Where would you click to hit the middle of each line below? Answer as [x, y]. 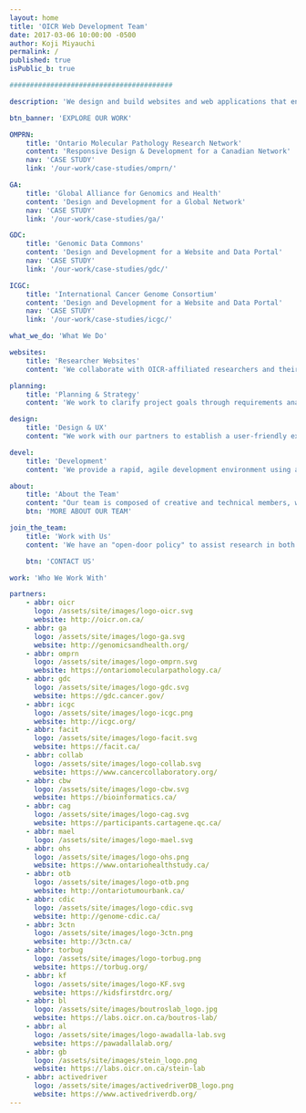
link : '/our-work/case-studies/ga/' [96, 219]
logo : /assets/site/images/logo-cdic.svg [113, 908]
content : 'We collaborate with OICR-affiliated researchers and [150, 369]
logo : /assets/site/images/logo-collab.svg [117, 763]
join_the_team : [38, 528]
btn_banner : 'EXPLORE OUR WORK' [71, 118]
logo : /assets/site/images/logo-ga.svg [109, 636]
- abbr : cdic [51, 899]
